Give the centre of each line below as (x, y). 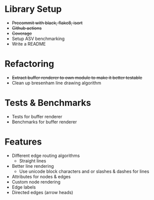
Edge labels (24, 187)
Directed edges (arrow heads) (42, 192)
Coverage (22, 33)
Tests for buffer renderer (37, 116)
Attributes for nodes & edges (41, 176)
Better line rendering (33, 166)
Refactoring (29, 64)
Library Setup (33, 9)
